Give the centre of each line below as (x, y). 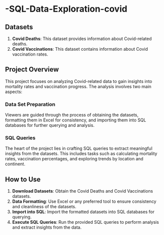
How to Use (23, 179)
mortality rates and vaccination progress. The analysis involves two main (78, 86)
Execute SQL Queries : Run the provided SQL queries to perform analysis (85, 222)
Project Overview (32, 69)
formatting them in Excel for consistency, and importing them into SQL (76, 120)
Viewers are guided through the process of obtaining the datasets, (72, 115)
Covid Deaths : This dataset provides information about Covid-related (82, 39)
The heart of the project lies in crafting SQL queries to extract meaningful (79, 148)
